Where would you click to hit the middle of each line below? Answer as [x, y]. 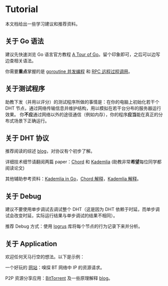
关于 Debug [23, 196]
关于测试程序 [25, 89]
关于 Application [31, 243]
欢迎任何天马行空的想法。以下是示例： [45, 257]
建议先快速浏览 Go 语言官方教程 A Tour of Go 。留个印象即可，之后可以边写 [83, 54]
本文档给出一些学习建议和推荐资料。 [43, 24]
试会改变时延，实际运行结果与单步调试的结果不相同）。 [61, 216]
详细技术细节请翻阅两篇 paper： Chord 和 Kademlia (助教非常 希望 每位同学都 [83, 162]
